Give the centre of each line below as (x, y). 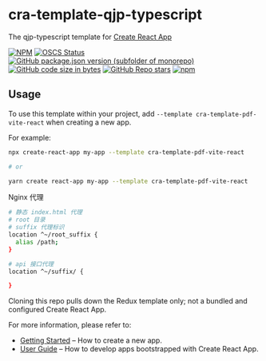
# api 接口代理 (31, 264)
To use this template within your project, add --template (101, 113)
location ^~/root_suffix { (53, 235)
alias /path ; (37, 242)
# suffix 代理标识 (36, 228)
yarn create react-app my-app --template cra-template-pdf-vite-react (128, 181)
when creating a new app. (89, 122)
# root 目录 (27, 220)
